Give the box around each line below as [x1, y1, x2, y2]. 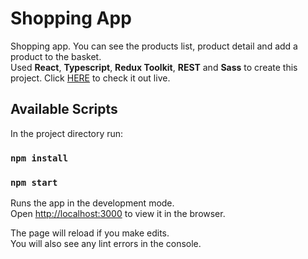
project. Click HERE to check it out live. [10, 72, 171, 84]
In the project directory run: [10, 127, 124, 139]
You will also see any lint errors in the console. [10, 237, 202, 249]
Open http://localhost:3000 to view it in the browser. [10, 207, 226, 219]
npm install [10, 152, 69, 164]
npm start [10, 177, 58, 188]
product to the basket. [10, 50, 102, 62]
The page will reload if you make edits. [10, 227, 170, 239]
